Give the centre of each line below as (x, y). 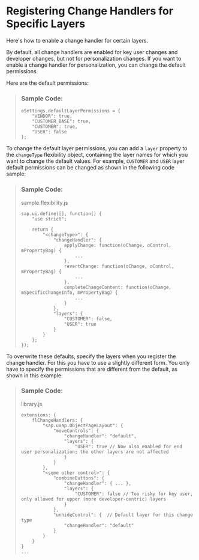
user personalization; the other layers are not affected (95, 452)
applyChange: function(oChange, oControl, (118, 245)
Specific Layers (46, 24)
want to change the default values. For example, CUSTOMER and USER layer (95, 161)
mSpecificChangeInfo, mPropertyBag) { (69, 293)
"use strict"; (49, 219)
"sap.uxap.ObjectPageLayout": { (83, 425)
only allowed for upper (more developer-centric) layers (94, 499)
